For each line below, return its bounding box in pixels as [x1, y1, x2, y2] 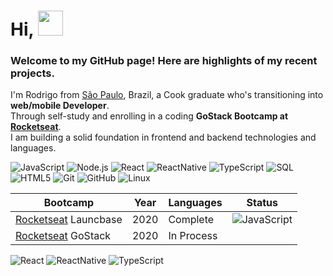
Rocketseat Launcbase [15, 213, 123, 227]
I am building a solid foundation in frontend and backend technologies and [10, 131, 317, 144]
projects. [10, 66, 55, 80]
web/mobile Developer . [10, 100, 110, 112]
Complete [168, 213, 215, 227]
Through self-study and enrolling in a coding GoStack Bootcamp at [10, 110, 289, 122]
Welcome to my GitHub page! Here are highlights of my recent [10, 54, 318, 68]
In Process [168, 229, 218, 243]
